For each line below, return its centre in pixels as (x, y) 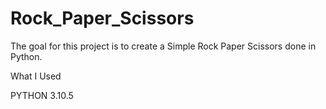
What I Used (36, 76)
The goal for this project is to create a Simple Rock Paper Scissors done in (163, 46)
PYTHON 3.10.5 (42, 95)
